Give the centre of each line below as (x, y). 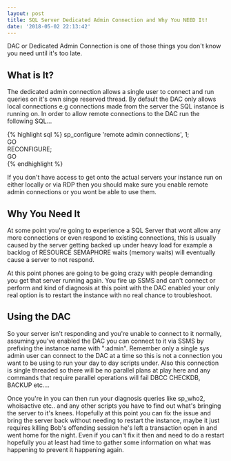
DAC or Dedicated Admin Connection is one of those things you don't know (114, 46)
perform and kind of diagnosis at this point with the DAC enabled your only (113, 288)
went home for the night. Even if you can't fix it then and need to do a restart (116, 435)
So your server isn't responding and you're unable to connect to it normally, (114, 333)
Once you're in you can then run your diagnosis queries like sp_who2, (106, 398)
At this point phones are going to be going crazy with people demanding (110, 273)
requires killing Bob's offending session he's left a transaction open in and (112, 427)
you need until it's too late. (45, 53)
